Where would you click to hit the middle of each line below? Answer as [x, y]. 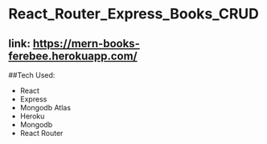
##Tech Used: [32, 75]
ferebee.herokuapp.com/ [73, 56]
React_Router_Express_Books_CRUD [134, 14]
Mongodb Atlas [45, 108]
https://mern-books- [86, 44]
